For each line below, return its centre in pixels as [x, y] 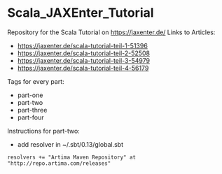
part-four [30, 117]
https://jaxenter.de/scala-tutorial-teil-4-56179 [83, 68]
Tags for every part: [36, 81]
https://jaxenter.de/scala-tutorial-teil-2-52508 [84, 53]
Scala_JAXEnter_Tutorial [81, 13]
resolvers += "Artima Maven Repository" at [72, 157]
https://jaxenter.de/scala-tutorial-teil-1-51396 [83, 45]
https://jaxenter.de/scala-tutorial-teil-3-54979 [84, 60]
